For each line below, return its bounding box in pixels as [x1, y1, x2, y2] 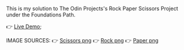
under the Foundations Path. [6, 11, 76, 18]
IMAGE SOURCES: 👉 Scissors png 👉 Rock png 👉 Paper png [6, 37, 159, 44]
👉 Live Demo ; [6, 23, 42, 30]
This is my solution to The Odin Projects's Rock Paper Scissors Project [6, 5, 179, 12]
